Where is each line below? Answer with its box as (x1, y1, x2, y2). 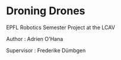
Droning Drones (6, 4, 85, 18)
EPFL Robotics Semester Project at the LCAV (6, 24, 116, 31)
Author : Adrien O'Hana (6, 35, 63, 42)
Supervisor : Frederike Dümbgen (6, 46, 86, 54)
